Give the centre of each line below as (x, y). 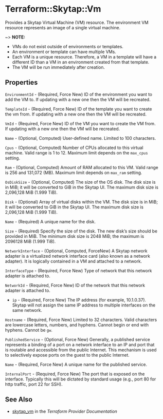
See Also (19, 400)
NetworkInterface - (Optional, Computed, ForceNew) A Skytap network (76, 251)
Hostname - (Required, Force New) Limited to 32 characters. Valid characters (81, 320)
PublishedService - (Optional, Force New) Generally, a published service (78, 339)
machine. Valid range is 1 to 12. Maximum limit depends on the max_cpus (77, 152)
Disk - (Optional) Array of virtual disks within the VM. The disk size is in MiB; (81, 202)
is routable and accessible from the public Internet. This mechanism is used (81, 350)
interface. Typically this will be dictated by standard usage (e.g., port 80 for (81, 379)
